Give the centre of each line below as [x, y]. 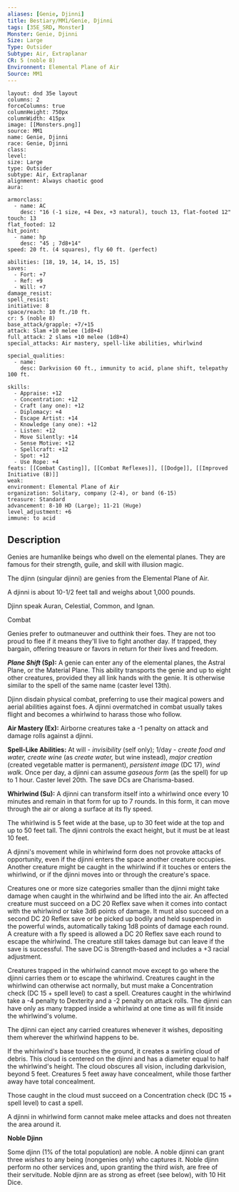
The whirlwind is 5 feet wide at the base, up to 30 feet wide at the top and [116, 823]
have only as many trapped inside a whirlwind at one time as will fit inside [115, 1009]
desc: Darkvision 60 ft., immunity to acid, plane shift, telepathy [124, 368]
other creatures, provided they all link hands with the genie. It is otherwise [116, 678]
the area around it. [35, 1124]
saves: [17, 268]
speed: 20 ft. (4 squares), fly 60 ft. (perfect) [83, 249]
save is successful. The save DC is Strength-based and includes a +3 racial [118, 949]
